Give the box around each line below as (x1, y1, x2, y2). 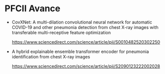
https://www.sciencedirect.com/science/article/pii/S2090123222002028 (11, 63, 160, 69)
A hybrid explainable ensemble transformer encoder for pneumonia (11, 49, 149, 54)
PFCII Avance (4, 3, 61, 14)
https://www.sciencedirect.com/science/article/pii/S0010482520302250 (11, 39, 161, 45)
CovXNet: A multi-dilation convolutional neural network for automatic (11, 19, 153, 25)
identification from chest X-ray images (11, 53, 90, 59)
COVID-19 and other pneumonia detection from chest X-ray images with (11, 24, 159, 30)
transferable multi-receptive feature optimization (11, 29, 111, 35)
